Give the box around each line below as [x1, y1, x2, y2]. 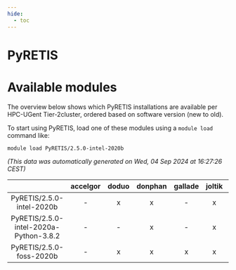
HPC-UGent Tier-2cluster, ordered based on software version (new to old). [7, 110, 223, 118]
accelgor [70, 181, 101, 191]
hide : [7, 10, 23, 18]
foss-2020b [16, 251, 58, 261]
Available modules [7, 79, 117, 95]
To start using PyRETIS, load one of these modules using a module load [7, 124, 213, 132]
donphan [136, 181, 167, 191]
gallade [173, 181, 199, 191]
